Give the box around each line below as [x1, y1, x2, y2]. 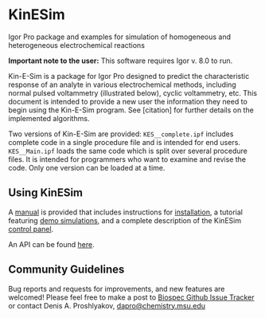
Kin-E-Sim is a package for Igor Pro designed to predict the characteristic [8, 71, 250, 80]
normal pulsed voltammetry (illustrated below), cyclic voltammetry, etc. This [8, 88, 257, 97]
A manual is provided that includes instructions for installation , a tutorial [8, 207, 243, 217]
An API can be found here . [8, 239, 95, 249]
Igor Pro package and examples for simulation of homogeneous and [8, 32, 232, 41]
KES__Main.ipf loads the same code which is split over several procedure [8, 146, 248, 155]
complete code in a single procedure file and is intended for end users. [8, 137, 241, 147]
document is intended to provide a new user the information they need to [8, 96, 248, 106]
